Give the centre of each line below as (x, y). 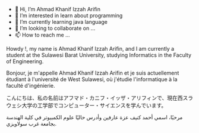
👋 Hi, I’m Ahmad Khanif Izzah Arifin (58, 9)
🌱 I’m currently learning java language (61, 22)
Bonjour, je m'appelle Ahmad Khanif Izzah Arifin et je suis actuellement (93, 73)
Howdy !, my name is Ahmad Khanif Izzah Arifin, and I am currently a (90, 49)
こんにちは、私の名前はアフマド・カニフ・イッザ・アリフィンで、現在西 (94, 98)
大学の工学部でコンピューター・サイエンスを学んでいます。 (94, 105)
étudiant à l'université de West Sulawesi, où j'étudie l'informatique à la (92, 79)
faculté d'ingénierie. (31, 86)
